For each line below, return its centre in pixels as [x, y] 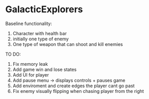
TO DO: [13, 54]
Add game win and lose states [45, 69]
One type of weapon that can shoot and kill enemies [68, 44]
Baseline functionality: [29, 23]
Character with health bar [40, 33]
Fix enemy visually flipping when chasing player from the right [78, 91]
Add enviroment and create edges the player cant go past [73, 86]
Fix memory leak [30, 64]
